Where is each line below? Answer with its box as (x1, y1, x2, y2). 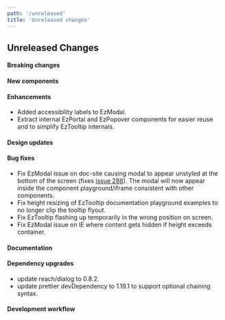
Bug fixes (7, 154, 35, 162)
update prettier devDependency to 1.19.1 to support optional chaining (16, 281, 211, 290)
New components (7, 77, 59, 85)
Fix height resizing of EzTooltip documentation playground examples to (16, 199, 218, 207)
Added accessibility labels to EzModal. (16, 108, 127, 116)
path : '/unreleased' (7, 10, 67, 17)
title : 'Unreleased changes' (7, 17, 91, 23)
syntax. (16, 289, 38, 297)
